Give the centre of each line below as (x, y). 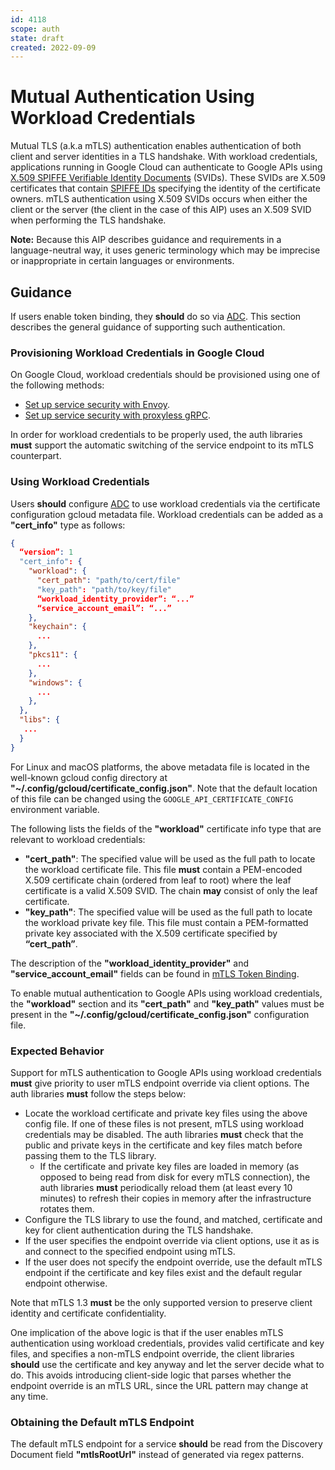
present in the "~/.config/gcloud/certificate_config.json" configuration (160, 1014)
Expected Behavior (57, 1051)
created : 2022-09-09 (53, 47)
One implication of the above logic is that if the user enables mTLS (147, 1333)
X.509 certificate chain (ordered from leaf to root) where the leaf (158, 880)
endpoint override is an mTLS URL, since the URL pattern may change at (159, 1386)
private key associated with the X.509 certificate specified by (151, 933)
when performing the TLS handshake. (88, 220)
